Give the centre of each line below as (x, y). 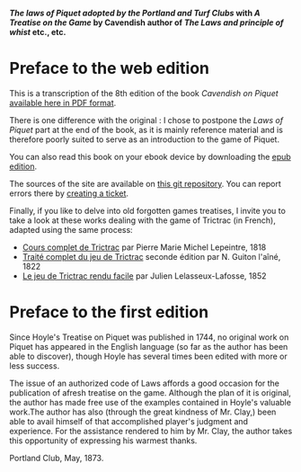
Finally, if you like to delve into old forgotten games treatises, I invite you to (147, 210)
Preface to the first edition (109, 312)
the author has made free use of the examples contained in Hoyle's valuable (150, 402)
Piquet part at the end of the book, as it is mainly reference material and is (146, 129)
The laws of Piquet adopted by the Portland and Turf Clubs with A (135, 13)
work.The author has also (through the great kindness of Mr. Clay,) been (143, 412)
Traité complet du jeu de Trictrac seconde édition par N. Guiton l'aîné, (151, 256)
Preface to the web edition (109, 69)
